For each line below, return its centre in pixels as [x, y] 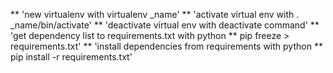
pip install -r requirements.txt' [71, 57]
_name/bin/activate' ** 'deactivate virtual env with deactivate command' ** [165, 25]
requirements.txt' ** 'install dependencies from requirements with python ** [166, 46]
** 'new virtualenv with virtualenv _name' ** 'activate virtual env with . [155, 14]
